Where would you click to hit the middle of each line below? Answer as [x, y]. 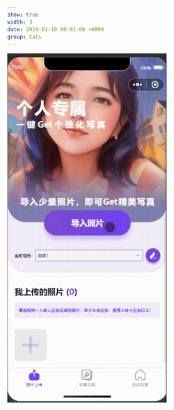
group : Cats [24, 37]
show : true [23, 15]
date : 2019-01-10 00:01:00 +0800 [56, 29]
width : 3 [20, 22]
